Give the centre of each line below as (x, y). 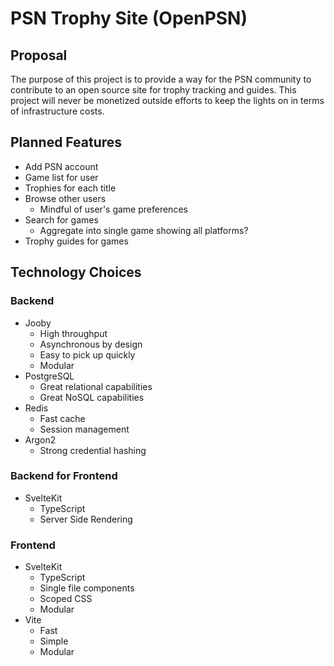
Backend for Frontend (64, 476)
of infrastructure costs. (57, 111)
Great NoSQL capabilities (92, 397)
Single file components (87, 588)
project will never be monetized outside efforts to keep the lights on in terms (167, 100)
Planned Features (66, 142)
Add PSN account (61, 166)
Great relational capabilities (96, 386)
